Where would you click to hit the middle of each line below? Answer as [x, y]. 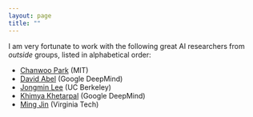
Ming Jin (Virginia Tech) [59, 104]
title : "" [25, 23]
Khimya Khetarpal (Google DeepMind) [82, 95]
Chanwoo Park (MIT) [54, 70]
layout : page [30, 16]
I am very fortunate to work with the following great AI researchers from [127, 46]
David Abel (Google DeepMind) [71, 79]
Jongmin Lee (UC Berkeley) [66, 87]
